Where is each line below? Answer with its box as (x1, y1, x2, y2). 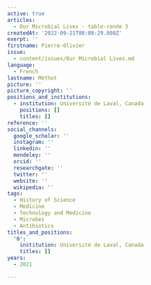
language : (7, 62, 36, 68)
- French (13, 68, 39, 75)
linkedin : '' (13, 145, 51, 152)
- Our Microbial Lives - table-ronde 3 (13, 23, 129, 30)
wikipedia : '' (13, 184, 54, 191)
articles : (7, 17, 36, 24)
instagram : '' (13, 139, 54, 146)
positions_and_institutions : (7, 94, 91, 101)
